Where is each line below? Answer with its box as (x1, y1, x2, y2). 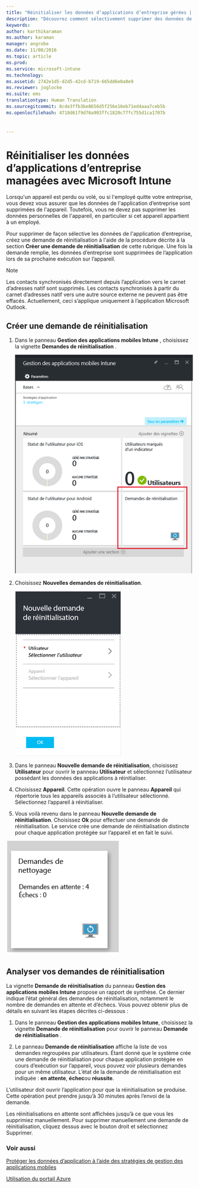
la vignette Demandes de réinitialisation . (14, 343, 117, 350)
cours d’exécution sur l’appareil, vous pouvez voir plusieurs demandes (14, 1062, 187, 1069)
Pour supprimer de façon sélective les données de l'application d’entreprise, (6, 230, 192, 237)
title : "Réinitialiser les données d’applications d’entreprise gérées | (6, 9, 192, 15)
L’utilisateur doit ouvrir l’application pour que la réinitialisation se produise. (6, 1086, 187, 1093)
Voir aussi (6, 1143, 36, 1152)
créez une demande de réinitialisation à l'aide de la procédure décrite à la (6, 236, 185, 243)
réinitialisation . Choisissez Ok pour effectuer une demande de (14, 816, 168, 823)
